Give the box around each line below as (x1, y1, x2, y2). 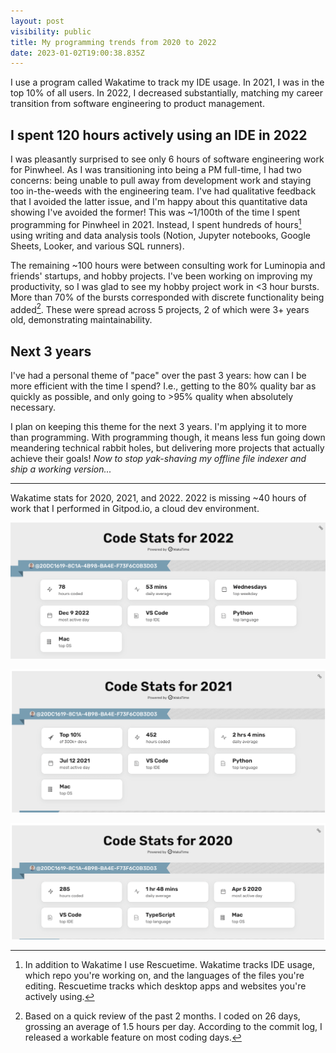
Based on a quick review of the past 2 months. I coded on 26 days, (24, 1010, 301, 1022)
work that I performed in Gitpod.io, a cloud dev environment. (10, 503, 260, 515)
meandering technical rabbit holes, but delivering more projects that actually (10, 442, 325, 454)
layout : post (10, 16, 65, 26)
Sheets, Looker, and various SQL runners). (10, 240, 185, 252)
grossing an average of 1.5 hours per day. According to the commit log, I (24, 1020, 323, 1032)
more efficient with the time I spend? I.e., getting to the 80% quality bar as (10, 380, 317, 392)
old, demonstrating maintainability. (10, 314, 153, 326)
